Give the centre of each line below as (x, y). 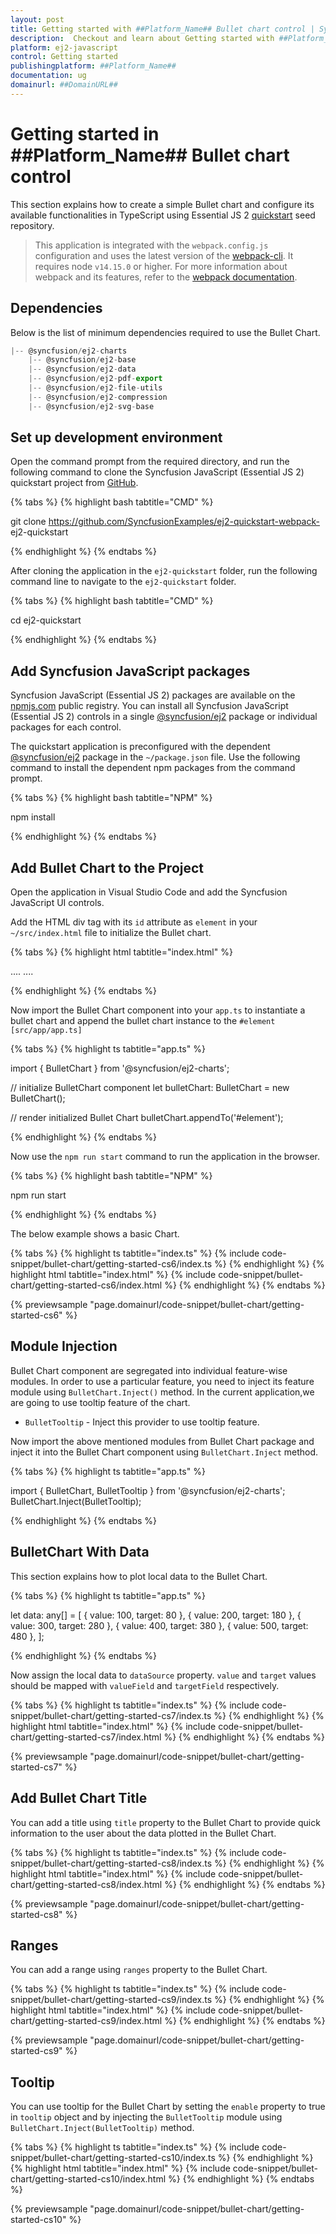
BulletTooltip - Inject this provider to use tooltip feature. (142, 1422)
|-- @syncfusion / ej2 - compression (98, 397)
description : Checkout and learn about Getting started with (142, 38)
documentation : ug (48, 76)
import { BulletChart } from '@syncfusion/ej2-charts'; (120, 1068)
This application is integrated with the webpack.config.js (151, 245)
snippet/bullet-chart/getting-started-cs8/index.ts (111, 1863)
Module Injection (64, 1346)
